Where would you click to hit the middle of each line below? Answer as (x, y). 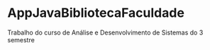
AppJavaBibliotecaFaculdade (96, 13)
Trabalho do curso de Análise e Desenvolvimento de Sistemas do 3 (105, 32)
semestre (21, 39)
